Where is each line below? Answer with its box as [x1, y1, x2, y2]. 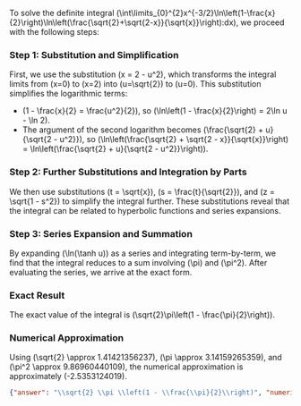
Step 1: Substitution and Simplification [9, 48, 179, 61]
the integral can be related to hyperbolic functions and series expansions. [9, 205, 281, 216]
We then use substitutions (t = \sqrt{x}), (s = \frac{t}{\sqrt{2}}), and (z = [9, 186, 275, 197]
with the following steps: [9, 27, 100, 37]
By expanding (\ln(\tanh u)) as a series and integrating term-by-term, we [9, 248, 276, 258]
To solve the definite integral [9, 8, 115, 18]
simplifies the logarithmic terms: [9, 89, 128, 99]
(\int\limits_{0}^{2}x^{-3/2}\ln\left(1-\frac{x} [116, 8, 276, 18]
